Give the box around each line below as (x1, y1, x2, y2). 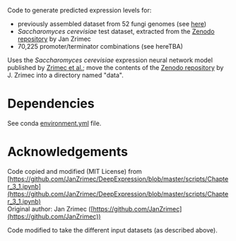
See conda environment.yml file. (7, 119, 102, 127)
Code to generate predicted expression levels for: (7, 6, 152, 14)
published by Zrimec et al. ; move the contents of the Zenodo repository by (7, 64, 224, 71)
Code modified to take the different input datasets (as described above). (7, 225, 218, 234)
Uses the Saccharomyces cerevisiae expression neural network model (7, 56, 213, 64)
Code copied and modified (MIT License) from (7, 167, 143, 175)
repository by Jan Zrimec (17, 35, 92, 43)
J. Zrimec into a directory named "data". (7, 71, 124, 79)
